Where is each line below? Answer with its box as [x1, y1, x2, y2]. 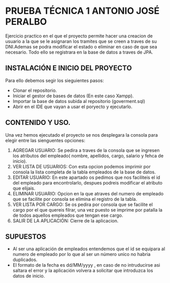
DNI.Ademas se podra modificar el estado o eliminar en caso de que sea [5, 43, 157, 49]
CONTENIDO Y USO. [5, 118, 71, 127]
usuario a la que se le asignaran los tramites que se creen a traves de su [5, 38, 157, 44]
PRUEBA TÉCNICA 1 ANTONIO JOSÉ [5, 5, 160, 17]
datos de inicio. [12, 273, 45, 279]
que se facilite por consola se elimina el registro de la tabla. [12, 196, 137, 202]
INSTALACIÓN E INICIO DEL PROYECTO [5, 64, 132, 72]
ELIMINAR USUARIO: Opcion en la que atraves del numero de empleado [12, 190, 164, 196]
